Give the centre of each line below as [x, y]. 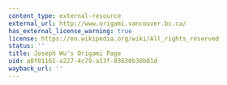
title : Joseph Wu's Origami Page [65, 53]
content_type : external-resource [65, 16]
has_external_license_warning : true [70, 31]
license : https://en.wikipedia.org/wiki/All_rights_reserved [114, 38]
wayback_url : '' [36, 69]
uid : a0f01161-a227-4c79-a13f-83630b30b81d [83, 62]
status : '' [27, 46]
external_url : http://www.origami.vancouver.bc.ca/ [97, 23]
